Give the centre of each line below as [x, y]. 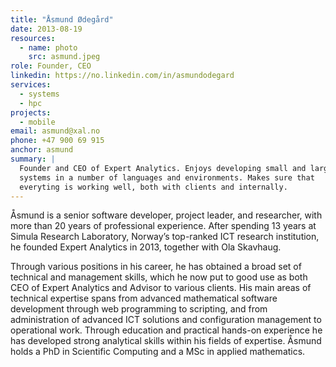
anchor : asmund [42, 150]
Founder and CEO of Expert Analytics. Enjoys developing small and [163, 168]
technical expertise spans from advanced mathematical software [144, 298]
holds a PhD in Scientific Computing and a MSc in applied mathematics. [158, 352]
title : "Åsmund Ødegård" [62, 19]
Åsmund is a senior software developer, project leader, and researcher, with [166, 215]
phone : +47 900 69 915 [57, 141]
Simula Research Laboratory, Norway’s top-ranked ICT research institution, [165, 237]
